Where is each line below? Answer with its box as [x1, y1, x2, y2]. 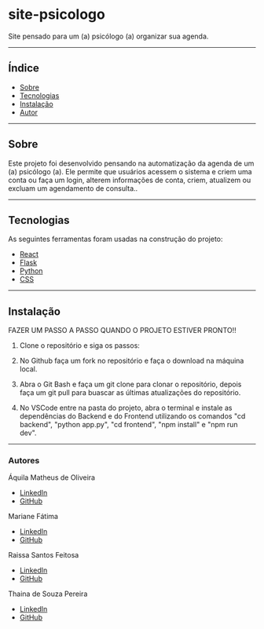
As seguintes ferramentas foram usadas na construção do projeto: [8, 234, 223, 244]
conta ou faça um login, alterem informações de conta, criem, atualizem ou [8, 175, 251, 185]
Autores [8, 455, 40, 466]
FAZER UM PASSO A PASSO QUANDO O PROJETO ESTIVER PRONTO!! [8, 326, 237, 335]
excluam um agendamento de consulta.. [8, 183, 138, 193]
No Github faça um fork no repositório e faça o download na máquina [19, 356, 244, 366]
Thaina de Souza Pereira [8, 589, 88, 598]
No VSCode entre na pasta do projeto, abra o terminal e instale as [19, 403, 233, 413]
